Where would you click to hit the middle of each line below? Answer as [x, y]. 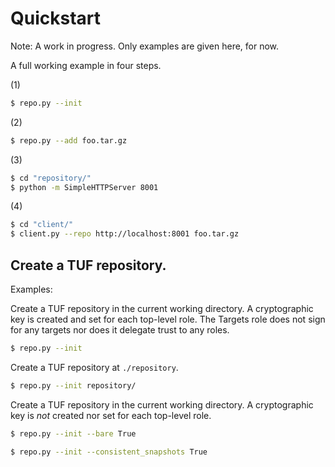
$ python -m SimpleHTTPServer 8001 [84, 187]
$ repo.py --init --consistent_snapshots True [109, 452]
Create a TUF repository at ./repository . [94, 367]
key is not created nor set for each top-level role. [111, 415]
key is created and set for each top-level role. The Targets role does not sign [168, 319]
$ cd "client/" [42, 225]
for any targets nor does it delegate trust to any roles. [120, 330]
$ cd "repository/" [51, 178]
